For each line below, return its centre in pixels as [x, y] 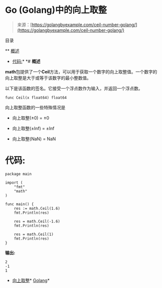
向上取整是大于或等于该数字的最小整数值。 [48, 78]
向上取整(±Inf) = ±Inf [33, 128]
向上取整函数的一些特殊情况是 [35, 107]
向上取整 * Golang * [31, 280]
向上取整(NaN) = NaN [34, 139]
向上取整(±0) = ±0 [31, 118]
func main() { [20, 204]
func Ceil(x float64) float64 [36, 97]
